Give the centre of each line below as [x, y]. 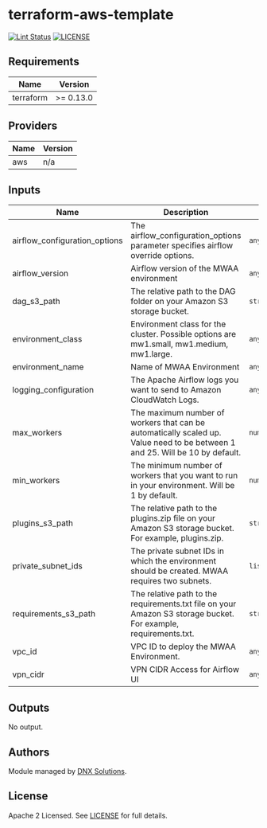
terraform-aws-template [91, 15]
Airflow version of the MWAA [185, 268]
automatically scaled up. [176, 433]
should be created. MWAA [180, 571]
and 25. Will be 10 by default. [186, 453]
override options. [163, 256]
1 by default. [154, 495]
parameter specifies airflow [182, 246]
